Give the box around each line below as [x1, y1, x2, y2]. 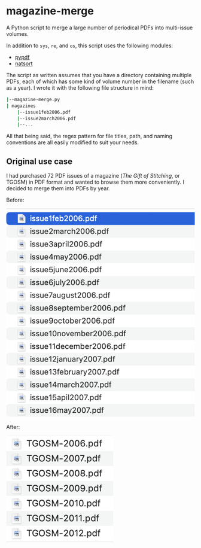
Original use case [6, 156, 73, 166]
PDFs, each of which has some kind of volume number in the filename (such [6, 78, 194, 85]
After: [6, 423, 20, 430]
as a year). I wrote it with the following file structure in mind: [6, 84, 154, 91]
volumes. [6, 30, 29, 37]
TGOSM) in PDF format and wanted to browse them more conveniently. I [6, 178, 184, 186]
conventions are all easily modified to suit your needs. [6, 139, 139, 146]
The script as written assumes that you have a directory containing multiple [6, 71, 192, 78]
